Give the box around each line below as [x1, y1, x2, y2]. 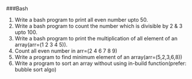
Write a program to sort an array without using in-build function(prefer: [14, 60, 187, 67]
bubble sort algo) [14, 66, 57, 73]
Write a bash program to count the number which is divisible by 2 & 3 [14, 23, 183, 29]
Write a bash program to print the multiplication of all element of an [14, 35, 178, 42]
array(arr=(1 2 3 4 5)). [14, 41, 68, 48]
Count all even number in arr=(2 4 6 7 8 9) [14, 47, 118, 54]
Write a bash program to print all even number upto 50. [14, 16, 148, 23]
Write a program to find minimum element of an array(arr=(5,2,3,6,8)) [14, 54, 183, 60]
